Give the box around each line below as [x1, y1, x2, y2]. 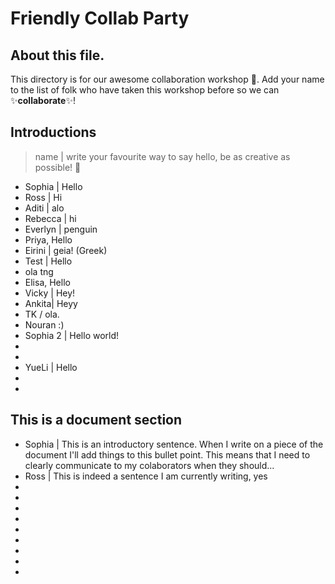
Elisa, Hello [24, 276, 71, 288]
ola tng [24, 265, 54, 277]
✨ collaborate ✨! [10, 95, 77, 106]
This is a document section [10, 412, 183, 429]
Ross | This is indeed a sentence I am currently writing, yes [24, 470, 268, 482]
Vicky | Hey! [24, 287, 76, 299]
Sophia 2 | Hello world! [24, 329, 120, 341]
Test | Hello [24, 255, 73, 267]
